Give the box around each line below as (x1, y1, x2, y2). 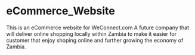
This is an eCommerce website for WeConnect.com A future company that (6, 24, 190, 31)
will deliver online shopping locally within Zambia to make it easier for (6, 30, 177, 37)
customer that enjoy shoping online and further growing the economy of (6, 36, 184, 44)
